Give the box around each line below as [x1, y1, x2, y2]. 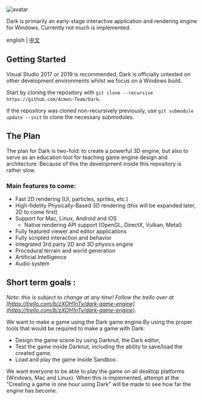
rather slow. [6, 166, 36, 174]
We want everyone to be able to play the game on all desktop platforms [6, 367, 185, 375]
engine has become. [6, 387, 58, 394]
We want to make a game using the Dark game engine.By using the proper [6, 318, 193, 325]
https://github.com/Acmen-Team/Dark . [6, 95, 101, 103]
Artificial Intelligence [15, 253, 67, 260]
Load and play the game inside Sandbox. [15, 356, 117, 363]
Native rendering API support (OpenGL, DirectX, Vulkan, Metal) [24, 221, 182, 228]
